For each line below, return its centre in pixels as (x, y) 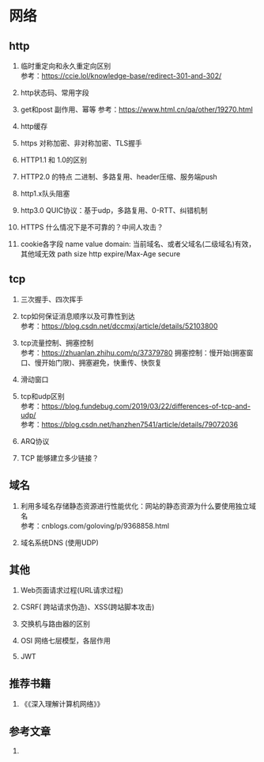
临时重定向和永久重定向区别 (66, 66)
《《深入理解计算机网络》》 (62, 704)
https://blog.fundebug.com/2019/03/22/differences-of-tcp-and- (146, 406)
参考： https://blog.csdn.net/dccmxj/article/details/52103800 (119, 326)
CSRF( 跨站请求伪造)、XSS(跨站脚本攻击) (87, 607)
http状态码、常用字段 (55, 93)
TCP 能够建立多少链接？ (60, 458)
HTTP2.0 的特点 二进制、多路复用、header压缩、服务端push (119, 176)
